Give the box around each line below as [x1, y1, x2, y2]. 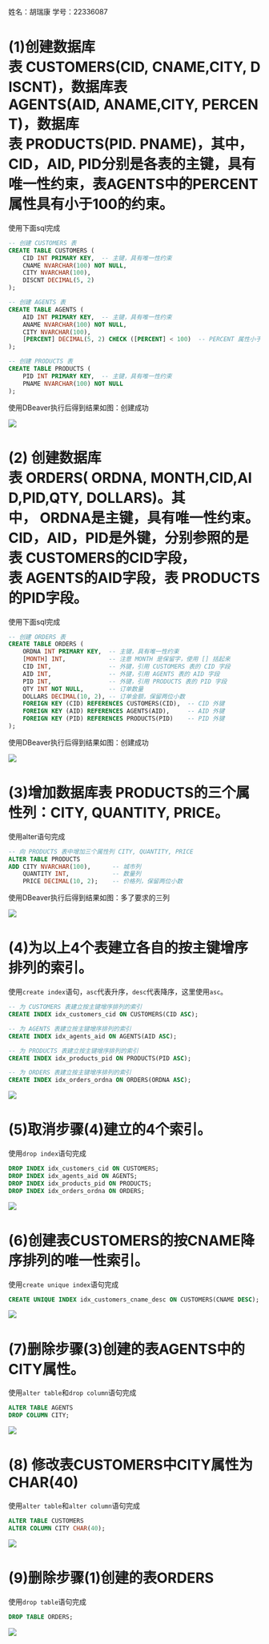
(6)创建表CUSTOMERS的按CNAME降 [8, 1232, 255, 1249]
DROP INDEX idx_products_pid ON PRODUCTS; [8, 1180, 152, 1188]
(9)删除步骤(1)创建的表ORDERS [8, 1569, 215, 1587]
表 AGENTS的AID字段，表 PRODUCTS [8, 569, 260, 587]
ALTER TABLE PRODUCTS [8, 855, 81, 863]
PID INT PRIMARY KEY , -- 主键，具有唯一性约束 [22, 372, 172, 380]
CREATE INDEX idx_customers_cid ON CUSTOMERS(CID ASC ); [8, 1011, 199, 1019]
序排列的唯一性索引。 [8, 1252, 150, 1269]
